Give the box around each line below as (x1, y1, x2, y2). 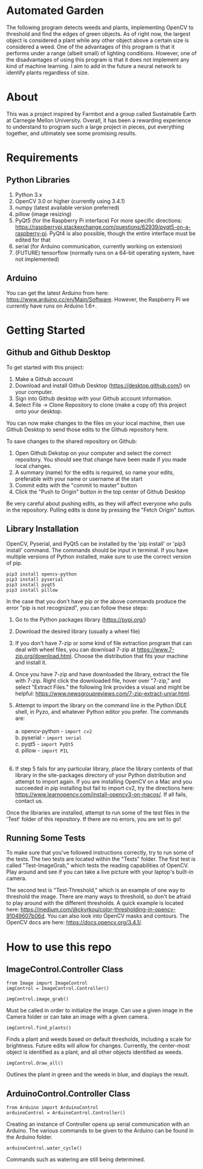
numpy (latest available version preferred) (14, 204, 120, 211)
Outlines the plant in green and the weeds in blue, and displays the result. (6, 1071, 189, 1078)
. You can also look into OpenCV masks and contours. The (44, 912, 189, 920)
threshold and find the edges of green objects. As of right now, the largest (6, 30, 191, 37)
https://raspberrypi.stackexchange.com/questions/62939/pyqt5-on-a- (14, 223, 192, 231)
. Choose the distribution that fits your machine (71, 652, 188, 659)
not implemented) (14, 256, 59, 263)
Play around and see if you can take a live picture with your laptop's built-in (6, 869, 194, 876)
